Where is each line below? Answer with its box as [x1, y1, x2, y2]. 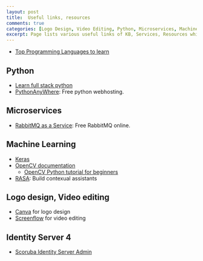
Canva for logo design [14, 208, 71, 216]
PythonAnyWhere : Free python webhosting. [14, 88, 124, 95]
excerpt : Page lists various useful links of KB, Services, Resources [6, 31, 188, 38]
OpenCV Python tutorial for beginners [24, 168, 118, 176]
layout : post [6, 8, 39, 15]
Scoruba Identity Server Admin [14, 248, 92, 256]
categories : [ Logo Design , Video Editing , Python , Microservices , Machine [6, 25, 199, 32]
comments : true [6, 20, 45, 26]
